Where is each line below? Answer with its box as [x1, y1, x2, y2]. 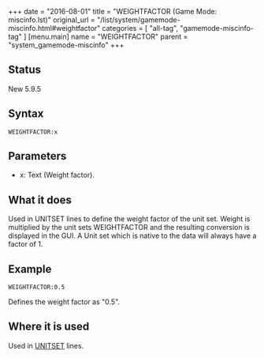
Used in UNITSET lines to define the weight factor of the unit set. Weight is [8, 214, 251, 224]
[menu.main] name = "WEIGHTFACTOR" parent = [28, 32, 188, 41]
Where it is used [8, 320, 90, 334]
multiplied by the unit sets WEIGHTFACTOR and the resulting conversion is [8, 223, 250, 232]
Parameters [8, 149, 67, 163]
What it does [8, 193, 73, 206]
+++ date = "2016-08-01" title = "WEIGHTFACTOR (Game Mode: [8, 7, 218, 16]
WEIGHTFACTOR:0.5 [8, 284, 65, 292]
